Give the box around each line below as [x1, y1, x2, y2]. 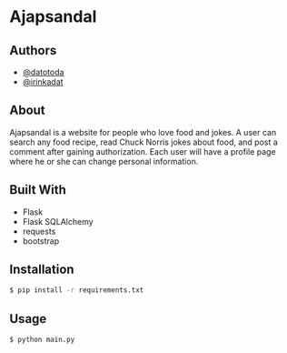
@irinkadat [22, 76, 64, 87]
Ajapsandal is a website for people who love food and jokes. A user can [9, 126, 277, 137]
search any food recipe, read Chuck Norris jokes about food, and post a [9, 136, 279, 147]
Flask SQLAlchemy [22, 216, 94, 227]
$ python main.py [9, 335, 75, 345]
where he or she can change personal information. [9, 156, 199, 166]
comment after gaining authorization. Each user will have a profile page [9, 146, 276, 156]
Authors [9, 43, 57, 58]
